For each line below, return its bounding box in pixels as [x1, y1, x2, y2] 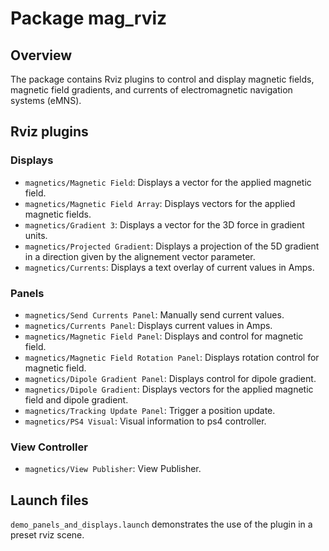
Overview [10, 47, 73, 64]
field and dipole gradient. [24, 393, 129, 406]
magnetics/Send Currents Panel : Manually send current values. [24, 308, 285, 321]
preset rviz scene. [10, 529, 85, 541]
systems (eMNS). [10, 95, 82, 106]
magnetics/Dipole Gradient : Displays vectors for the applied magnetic [24, 383, 314, 395]
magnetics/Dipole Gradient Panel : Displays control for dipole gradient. [24, 372, 317, 384]
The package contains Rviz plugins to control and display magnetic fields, [10, 73, 315, 85]
